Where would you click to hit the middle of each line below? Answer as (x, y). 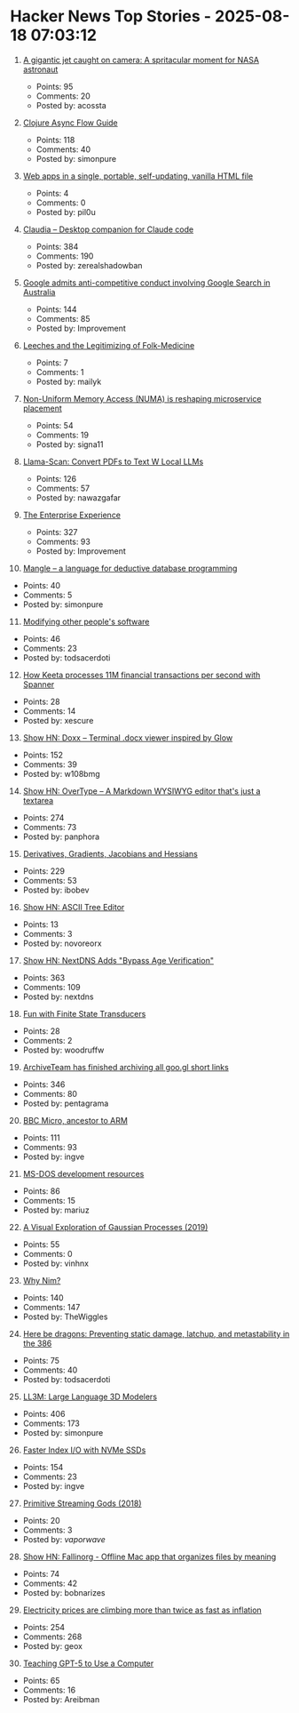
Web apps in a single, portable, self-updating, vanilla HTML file (138, 176)
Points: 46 (42, 638)
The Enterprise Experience (72, 515)
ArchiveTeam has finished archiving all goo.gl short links (126, 1067)
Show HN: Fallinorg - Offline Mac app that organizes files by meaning (149, 1557)
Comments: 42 (50, 1583)
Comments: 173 (51, 1423)
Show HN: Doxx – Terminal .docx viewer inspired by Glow (128, 737)
